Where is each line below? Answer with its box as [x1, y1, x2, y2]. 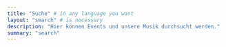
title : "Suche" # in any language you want [7, 10, 134, 17]
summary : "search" [7, 29, 60, 37]
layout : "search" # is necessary [7, 17, 103, 23]
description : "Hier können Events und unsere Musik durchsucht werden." [7, 23, 220, 30]
